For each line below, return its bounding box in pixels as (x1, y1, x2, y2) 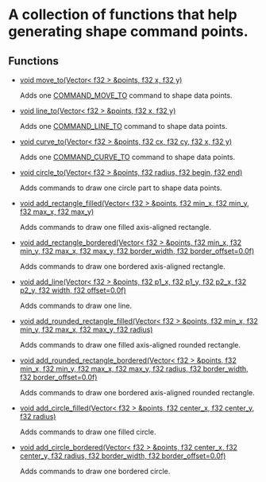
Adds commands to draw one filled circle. (19, 427, 156, 437)
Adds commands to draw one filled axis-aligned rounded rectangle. (19, 340, 241, 349)
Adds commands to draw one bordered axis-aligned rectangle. (19, 262, 226, 271)
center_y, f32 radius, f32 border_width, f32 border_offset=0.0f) (19, 451, 226, 461)
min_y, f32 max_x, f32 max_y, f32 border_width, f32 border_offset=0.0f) (19, 247, 255, 255)
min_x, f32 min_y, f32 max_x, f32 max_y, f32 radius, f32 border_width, (19, 364, 249, 373)
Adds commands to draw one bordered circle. (19, 467, 171, 476)
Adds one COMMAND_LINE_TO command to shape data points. (19, 122, 228, 130)
